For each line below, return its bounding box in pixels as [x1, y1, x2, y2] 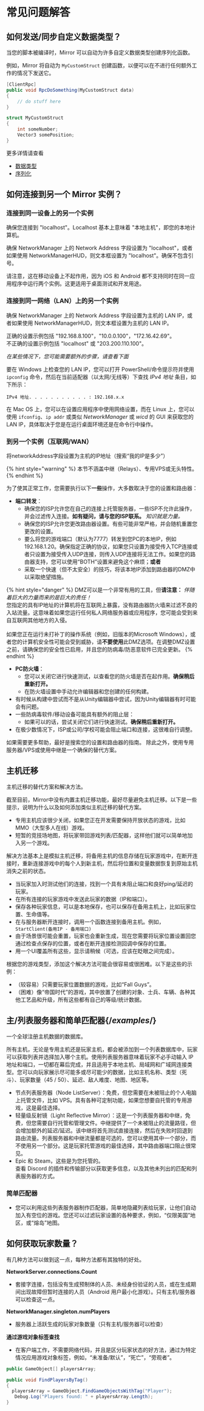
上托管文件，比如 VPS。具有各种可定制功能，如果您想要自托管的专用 [15, 1096, 187, 1104]
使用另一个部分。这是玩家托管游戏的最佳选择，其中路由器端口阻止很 [20, 1142, 191, 1149]
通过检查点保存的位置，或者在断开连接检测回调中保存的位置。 [15, 939, 170, 947]
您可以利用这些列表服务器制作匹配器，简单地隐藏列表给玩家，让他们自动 [15, 1203, 196, 1211]
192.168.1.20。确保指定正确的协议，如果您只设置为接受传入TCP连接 [24, 543, 192, 550]
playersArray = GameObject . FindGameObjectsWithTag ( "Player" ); [12, 1388, 172, 1394]
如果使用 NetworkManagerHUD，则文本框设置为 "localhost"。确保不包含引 [6, 252, 194, 259]
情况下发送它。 [16, 69, 55, 76]
